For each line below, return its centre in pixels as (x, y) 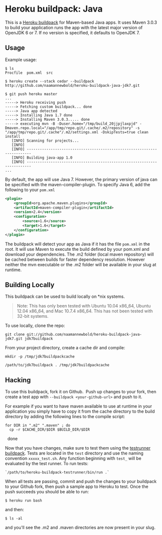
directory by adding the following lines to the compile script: (65, 417)
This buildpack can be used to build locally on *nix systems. (65, 296)
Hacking (18, 380)
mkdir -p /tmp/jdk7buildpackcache (40, 357)
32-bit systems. (32, 316)
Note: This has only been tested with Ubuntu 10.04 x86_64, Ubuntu (84, 306)
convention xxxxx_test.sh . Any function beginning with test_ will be (73, 458)
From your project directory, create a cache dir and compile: (65, 348)
